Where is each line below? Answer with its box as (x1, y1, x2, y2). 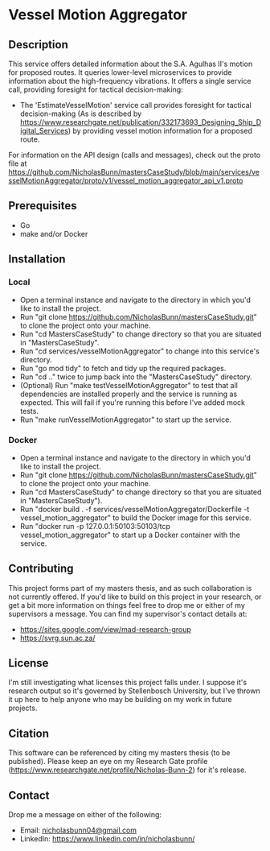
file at (8, 159, 27, 168)
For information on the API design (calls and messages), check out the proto (8, 151, 261, 159)
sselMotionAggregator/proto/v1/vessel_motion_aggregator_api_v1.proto (8, 176, 243, 185)
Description (8, 38, 68, 52)
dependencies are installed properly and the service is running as (19, 389, 238, 399)
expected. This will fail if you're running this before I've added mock (19, 397, 245, 407)
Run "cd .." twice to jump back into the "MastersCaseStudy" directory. (19, 372, 252, 382)
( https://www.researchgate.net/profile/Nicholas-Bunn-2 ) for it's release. (8, 765, 247, 775)
